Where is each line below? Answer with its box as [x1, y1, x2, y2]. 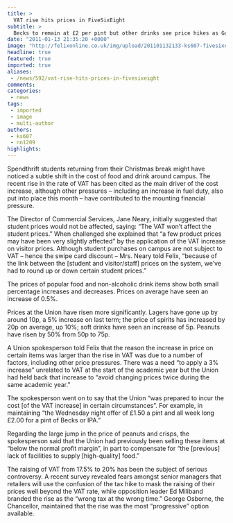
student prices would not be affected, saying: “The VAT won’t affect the [7, 223, 212, 230]
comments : [7, 81, 36, 88]
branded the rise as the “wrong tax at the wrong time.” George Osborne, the [7, 495, 225, 503]
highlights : [7, 146, 42, 153]
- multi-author [10, 119, 54, 127]
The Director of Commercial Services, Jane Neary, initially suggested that [7, 215, 217, 223]
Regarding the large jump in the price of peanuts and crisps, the [7, 429, 189, 438]
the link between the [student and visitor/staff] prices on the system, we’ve [7, 259, 222, 267]
